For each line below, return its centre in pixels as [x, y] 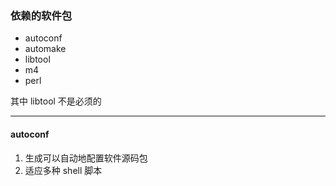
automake [45, 49]
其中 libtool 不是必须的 [56, 101]
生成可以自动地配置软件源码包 [86, 158]
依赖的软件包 [41, 15]
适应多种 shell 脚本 [63, 170]
